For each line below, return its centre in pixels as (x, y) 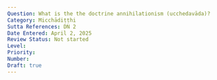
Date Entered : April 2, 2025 (50, 33)
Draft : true (24, 65)
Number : (18, 59)
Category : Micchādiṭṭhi (42, 20)
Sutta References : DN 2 (42, 26)
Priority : (22, 53)
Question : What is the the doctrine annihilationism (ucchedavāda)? (109, 14)
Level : (17, 46)
